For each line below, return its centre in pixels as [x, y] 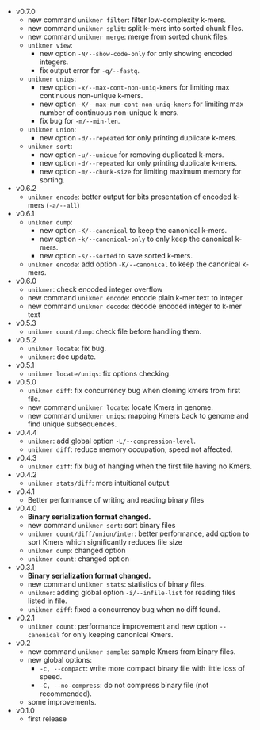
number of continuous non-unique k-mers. [109, 113]
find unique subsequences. [72, 424]
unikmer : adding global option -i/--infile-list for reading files [132, 592]
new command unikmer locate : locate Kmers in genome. [120, 407]
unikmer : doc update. [62, 357]
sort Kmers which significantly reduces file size [105, 542]
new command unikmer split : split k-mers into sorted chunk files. [136, 28]
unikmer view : [50, 45]
